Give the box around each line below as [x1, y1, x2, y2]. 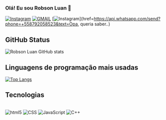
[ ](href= [52, 16, 94, 22]
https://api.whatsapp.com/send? [93, 16, 161, 22]
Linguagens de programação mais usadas [5, 63, 138, 72]
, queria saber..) [77, 21, 110, 27]
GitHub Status [5, 35, 50, 44]
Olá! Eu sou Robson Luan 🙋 [5, 4, 71, 11]
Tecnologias [5, 91, 44, 99]
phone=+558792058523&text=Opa [5, 21, 78, 27]
